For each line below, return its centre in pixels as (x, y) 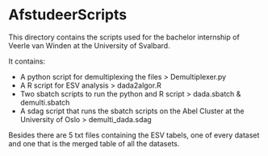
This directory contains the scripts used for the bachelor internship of (124, 37)
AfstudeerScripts (68, 15)
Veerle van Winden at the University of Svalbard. (90, 45)
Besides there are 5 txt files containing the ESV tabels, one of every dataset (134, 135)
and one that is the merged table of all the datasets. (94, 143)
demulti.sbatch (45, 102)
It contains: (27, 61)
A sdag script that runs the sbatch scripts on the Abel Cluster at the (132, 111)
